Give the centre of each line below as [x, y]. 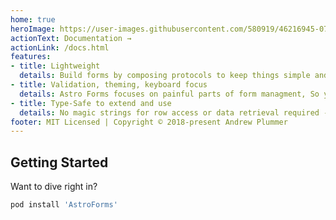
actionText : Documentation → [71, 38]
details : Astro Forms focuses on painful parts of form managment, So [169, 94]
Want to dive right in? [54, 187]
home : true [33, 19]
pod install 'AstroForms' [64, 205]
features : [31, 57]
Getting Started [59, 162]
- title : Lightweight [55, 66]
